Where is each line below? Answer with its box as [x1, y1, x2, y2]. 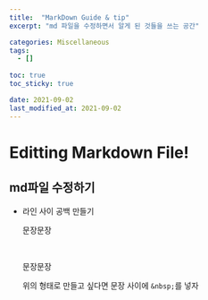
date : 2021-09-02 [9, 95, 74, 104]
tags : [9, 46, 29, 55]
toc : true [9, 71, 46, 81]
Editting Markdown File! [9, 142, 189, 162]
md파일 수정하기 [9, 180, 96, 195]
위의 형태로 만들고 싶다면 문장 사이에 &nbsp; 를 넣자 [21, 279, 199, 291]
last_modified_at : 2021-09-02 [9, 104, 122, 113]
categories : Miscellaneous [9, 38, 110, 47]
